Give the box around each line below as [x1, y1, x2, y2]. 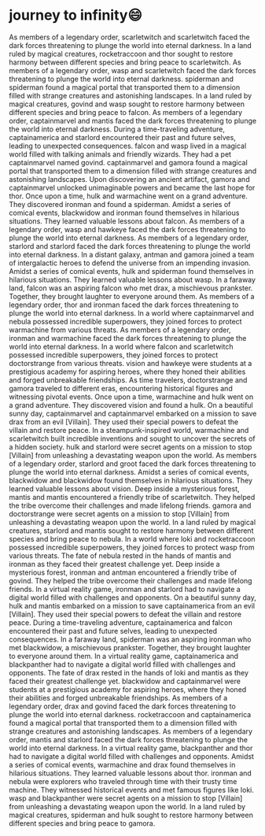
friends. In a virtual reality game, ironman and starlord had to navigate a [9, 584, 241, 594]
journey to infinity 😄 [9, 6, 142, 24]
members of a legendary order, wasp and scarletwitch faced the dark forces [9, 65, 256, 75]
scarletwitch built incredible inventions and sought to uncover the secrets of [9, 434, 256, 443]
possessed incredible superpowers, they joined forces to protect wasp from [9, 542, 255, 552]
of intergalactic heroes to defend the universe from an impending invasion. [9, 258, 251, 268]
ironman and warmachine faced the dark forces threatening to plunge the [9, 333, 247, 342]
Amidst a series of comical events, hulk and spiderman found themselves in [9, 266, 254, 276]
